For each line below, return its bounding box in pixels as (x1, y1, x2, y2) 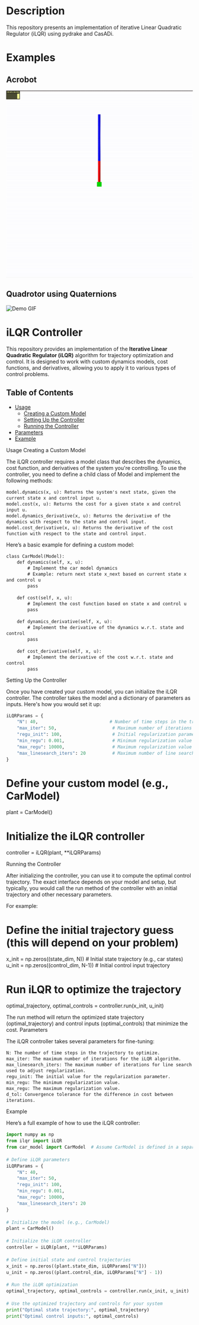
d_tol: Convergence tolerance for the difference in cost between (6, 1092, 174, 1098)
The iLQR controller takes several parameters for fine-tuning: (6, 1038, 155, 1045)
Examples (6, 51, 56, 65)
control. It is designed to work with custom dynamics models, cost (6, 358, 168, 365)
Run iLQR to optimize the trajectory (6, 983, 182, 996)
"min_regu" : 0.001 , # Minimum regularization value (17, 738, 192, 743)
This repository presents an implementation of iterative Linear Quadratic (6, 24, 182, 31)
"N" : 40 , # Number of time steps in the (17, 719, 187, 725)
